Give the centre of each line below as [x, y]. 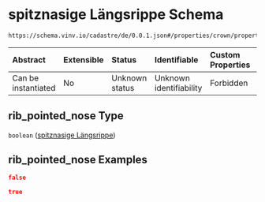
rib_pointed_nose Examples [78, 160]
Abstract [29, 59]
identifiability [178, 88]
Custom [225, 54]
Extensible [83, 59]
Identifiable [176, 59]
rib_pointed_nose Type [66, 116]
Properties [230, 65]
